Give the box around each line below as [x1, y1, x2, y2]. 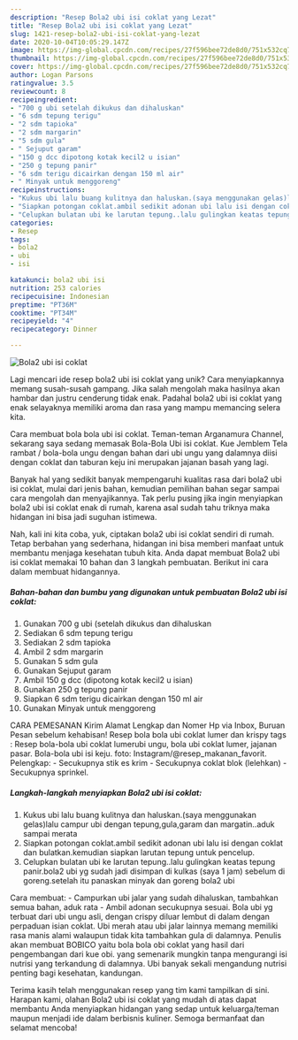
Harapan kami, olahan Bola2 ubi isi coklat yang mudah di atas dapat [10, 994, 257, 1005]
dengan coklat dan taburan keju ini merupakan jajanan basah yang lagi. [10, 457, 269, 467]
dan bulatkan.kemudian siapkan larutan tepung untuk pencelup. [22, 846, 256, 858]
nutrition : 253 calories [10, 284, 102, 293]
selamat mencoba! [10, 1022, 78, 1033]
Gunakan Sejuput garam [22, 665, 111, 676]
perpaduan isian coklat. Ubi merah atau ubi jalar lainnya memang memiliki [10, 921, 279, 931]
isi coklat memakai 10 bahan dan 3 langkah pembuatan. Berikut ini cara [10, 557, 269, 567]
